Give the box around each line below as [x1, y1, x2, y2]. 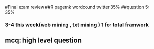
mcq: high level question [5, 36, 82, 45]
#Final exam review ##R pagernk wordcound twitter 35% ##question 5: [5, 4, 149, 10]
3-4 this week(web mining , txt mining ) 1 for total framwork [5, 21, 149, 28]
